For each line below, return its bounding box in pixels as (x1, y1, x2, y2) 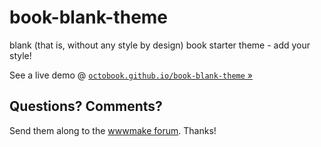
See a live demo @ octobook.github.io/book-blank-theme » (9, 69, 253, 81)
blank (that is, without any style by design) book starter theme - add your (9, 39, 311, 51)
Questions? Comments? (9, 98, 163, 115)
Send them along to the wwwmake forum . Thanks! (9, 124, 217, 136)
